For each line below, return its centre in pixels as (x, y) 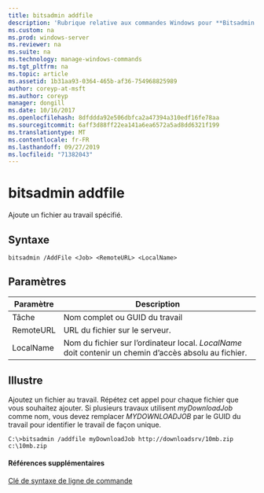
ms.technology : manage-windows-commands (75, 60)
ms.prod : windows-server (49, 37)
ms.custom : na (31, 30)
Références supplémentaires (56, 463)
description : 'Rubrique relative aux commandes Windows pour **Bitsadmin (132, 23)
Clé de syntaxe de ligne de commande (70, 480)
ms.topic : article (38, 74)
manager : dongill (37, 103)
